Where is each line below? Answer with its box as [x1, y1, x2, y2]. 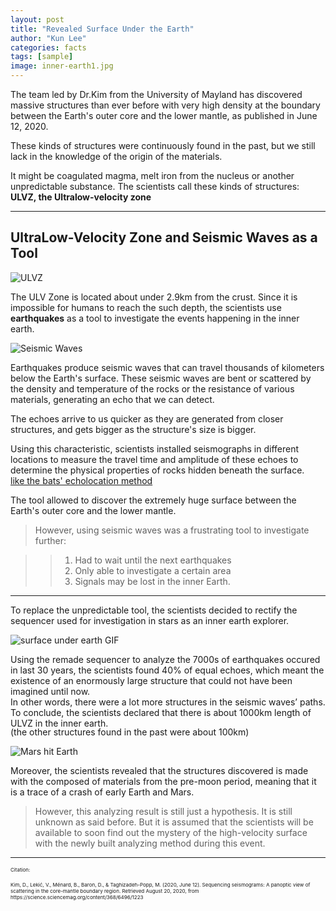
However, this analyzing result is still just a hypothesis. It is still [34, 805, 293, 817]
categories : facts [10, 42, 87, 53]
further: [34, 534, 67, 546]
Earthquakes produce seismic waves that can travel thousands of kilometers [10, 361, 325, 373]
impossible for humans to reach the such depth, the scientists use [10, 301, 282, 313]
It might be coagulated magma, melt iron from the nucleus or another [10, 170, 295, 181]
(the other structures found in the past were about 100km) [10, 726, 250, 738]
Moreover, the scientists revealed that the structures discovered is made [10, 764, 309, 776]
